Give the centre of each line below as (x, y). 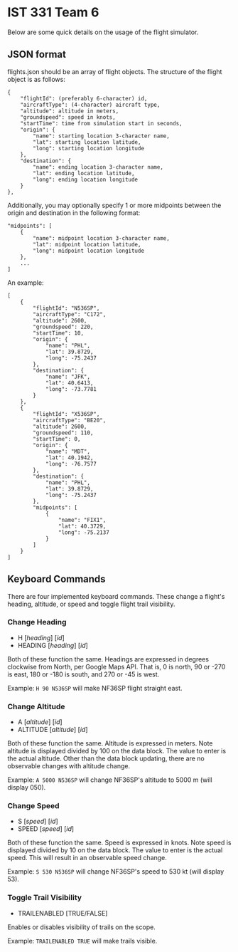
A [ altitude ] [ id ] (40, 722)
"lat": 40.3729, (82, 526)
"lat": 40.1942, (69, 457)
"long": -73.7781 (71, 389)
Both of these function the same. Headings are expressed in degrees (108, 659)
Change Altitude (36, 706)
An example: (26, 283)
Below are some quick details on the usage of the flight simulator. (103, 32)
